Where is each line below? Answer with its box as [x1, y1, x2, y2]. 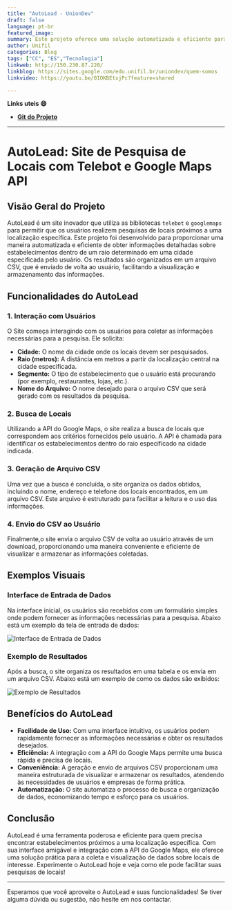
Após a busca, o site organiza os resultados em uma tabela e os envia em [7, 667, 217, 675]
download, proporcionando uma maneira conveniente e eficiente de [7, 542, 200, 550]
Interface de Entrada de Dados [7, 590, 112, 600]
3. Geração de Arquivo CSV [7, 464, 101, 474]
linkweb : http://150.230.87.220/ [7, 62, 104, 69]
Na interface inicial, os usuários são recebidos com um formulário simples [7, 606, 218, 615]
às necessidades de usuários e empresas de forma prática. [17, 778, 186, 786]
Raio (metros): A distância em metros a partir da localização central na [17, 355, 220, 363]
